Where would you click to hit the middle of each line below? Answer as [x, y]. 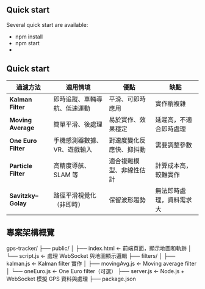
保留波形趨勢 [127, 200]
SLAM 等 [66, 175]
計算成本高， [174, 166]
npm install [29, 37]
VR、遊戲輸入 [73, 149]
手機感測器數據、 [78, 140]
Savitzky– [24, 196]
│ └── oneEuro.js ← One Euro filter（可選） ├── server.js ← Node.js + [95, 271]
